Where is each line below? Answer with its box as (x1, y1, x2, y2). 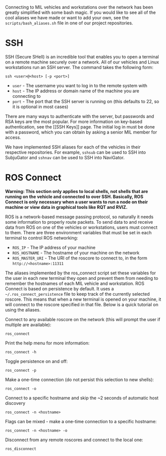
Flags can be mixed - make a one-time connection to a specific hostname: (5, 418, 157, 424)
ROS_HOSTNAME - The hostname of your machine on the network (12, 250, 140, 256)
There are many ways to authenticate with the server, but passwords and (5, 113, 155, 119)
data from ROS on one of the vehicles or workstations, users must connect (5, 224, 158, 230)
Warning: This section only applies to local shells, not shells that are (5, 188, 148, 194)
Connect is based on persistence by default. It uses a (5, 285, 114, 292)
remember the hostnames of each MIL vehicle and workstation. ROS (5, 280, 145, 286)
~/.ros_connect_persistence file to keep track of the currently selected (5, 291, 150, 297)
